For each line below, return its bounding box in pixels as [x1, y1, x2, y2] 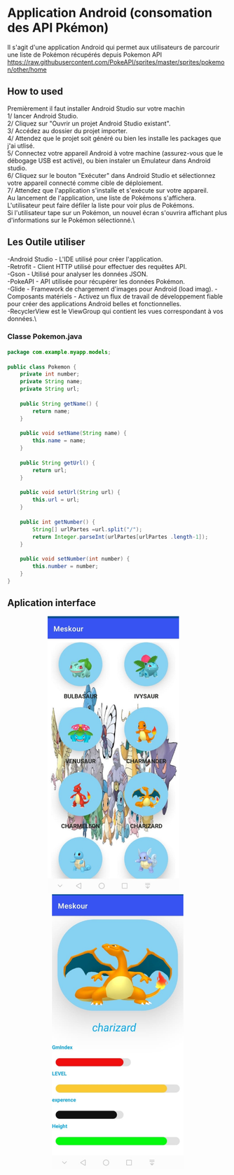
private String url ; [20, 385, 80, 393]
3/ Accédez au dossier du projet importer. [7, 126, 128, 135]
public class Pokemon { [7, 363, 77, 371]
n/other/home [7, 65, 47, 74]
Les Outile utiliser [7, 236, 85, 248]
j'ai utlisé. [7, 142, 35, 150]
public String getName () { [20, 400, 99, 407]
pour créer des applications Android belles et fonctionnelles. [7, 299, 182, 308]
